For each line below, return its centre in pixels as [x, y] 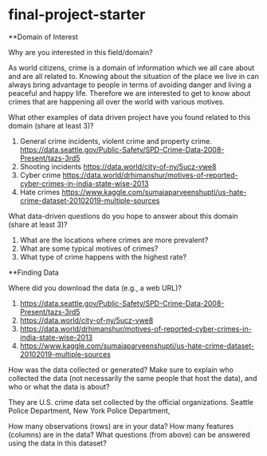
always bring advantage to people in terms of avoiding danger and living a [130, 85]
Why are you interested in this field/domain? [80, 52]
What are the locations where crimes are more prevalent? [114, 240]
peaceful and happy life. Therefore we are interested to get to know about [130, 93]
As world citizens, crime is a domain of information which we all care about [132, 67]
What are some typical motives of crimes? [89, 248]
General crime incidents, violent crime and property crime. [116, 141]
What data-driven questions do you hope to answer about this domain [123, 216]
